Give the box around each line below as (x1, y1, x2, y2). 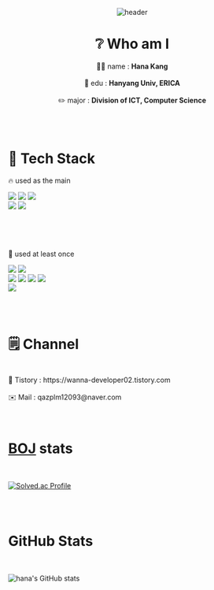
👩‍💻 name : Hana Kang (96, 61, 168, 71)
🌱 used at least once (8, 249, 75, 258)
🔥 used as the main (8, 176, 71, 185)
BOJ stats (8, 440, 73, 457)
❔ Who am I (94, 35, 170, 53)
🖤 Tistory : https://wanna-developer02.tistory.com (8, 375, 171, 384)
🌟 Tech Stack (8, 150, 96, 168)
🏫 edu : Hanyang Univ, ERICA (83, 78, 181, 87)
